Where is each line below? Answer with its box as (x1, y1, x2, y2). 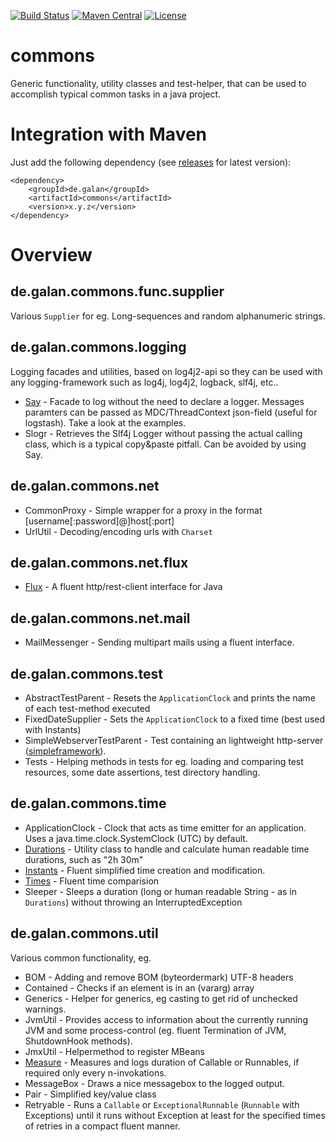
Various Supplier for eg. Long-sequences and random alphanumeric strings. (10, 310, 326, 322)
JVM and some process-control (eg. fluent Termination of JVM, (24, 1024, 287, 1036)
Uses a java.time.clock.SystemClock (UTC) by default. (24, 832, 248, 844)
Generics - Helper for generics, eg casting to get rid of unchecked (24, 992, 298, 1004)
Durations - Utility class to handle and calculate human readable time (24, 843, 310, 855)
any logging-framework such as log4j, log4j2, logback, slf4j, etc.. (10, 376, 279, 388)
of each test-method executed (24, 702, 151, 714)
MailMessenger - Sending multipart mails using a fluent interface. (24, 636, 295, 649)
